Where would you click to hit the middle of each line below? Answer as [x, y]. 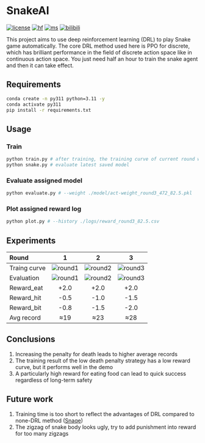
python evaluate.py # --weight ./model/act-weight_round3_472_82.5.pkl [99, 193]
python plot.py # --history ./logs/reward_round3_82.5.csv [83, 221]
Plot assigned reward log [44, 208]
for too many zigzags [42, 433]
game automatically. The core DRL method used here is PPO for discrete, [98, 46]
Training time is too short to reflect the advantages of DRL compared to [105, 414]
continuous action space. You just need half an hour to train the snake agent [102, 59]
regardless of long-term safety [54, 380]
